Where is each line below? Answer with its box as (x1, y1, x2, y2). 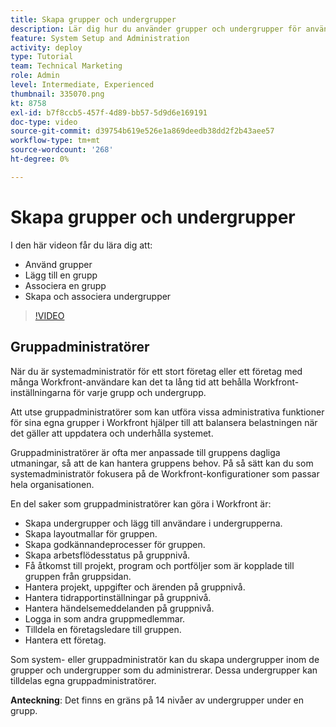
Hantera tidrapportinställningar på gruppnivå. (24, 591, 212, 603)
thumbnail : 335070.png (10, 89, 105, 99)
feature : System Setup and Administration (10, 33, 190, 43)
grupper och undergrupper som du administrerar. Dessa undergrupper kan (10, 664, 318, 676)
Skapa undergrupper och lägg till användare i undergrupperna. (24, 517, 283, 529)
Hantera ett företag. (24, 634, 107, 646)
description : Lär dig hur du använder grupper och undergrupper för (10, 24, 302, 34)
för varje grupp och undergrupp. (73, 386, 207, 398)
